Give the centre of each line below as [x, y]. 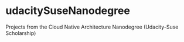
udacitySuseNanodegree [68, 11]
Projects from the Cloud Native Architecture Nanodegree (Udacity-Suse [92, 27]
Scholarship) [21, 33]
